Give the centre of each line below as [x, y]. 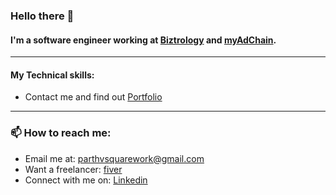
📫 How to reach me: [61, 133]
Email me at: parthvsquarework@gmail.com [114, 158]
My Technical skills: [52, 75]
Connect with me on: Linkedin [86, 180]
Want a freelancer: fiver [73, 169]
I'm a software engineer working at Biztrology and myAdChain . [143, 40]
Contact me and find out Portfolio [93, 97]
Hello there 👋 [42, 16]
